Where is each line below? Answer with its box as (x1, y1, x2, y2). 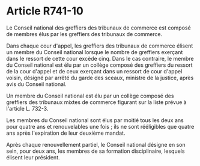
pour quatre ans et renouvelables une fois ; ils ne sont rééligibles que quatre (6, 123, 195, 130)
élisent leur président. (6, 153, 60, 161)
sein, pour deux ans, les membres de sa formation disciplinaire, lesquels (6, 147, 185, 155)
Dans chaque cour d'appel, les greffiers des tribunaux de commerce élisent (6, 42, 193, 49)
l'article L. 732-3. (6, 105, 49, 112)
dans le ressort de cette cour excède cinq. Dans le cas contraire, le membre (6, 55, 194, 62)
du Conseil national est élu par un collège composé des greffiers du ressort (6, 61, 193, 69)
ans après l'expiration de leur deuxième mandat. (6, 129, 126, 137)
